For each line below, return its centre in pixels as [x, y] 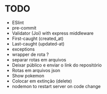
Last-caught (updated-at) [38, 43]
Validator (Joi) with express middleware [53, 33]
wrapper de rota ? [30, 54]
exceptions [23, 49]
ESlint [18, 22]
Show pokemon [28, 75]
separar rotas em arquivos [39, 59]
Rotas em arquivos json [36, 70]
